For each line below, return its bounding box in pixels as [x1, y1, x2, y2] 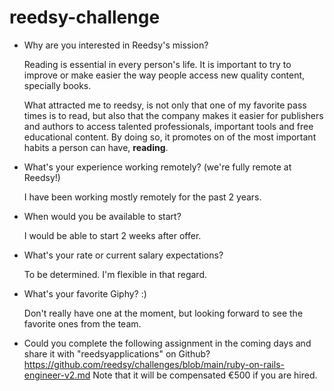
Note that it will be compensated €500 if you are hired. [92, 369, 318, 381]
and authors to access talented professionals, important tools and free [23, 120, 314, 132]
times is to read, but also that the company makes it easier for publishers [23, 109, 324, 121]
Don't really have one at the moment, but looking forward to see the [23, 307, 304, 319]
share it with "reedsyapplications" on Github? [23, 347, 211, 360]
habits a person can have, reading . [23, 141, 169, 153]
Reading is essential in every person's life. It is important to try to [23, 58, 292, 70]
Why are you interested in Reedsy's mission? [23, 39, 209, 51]
